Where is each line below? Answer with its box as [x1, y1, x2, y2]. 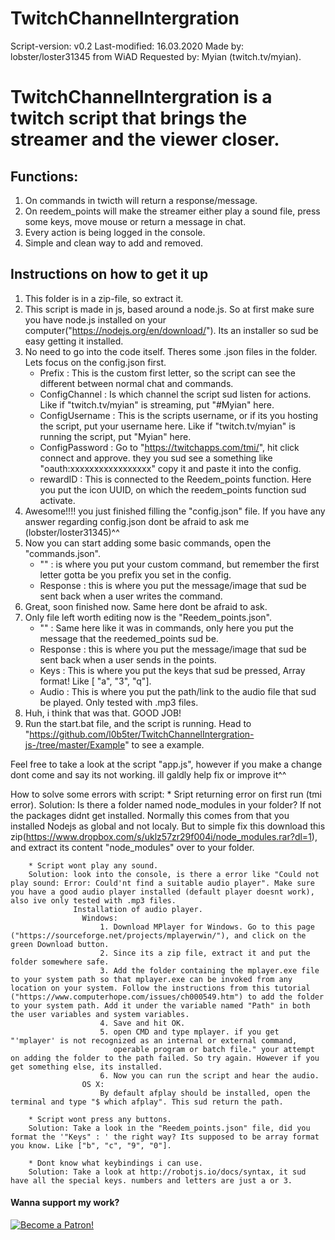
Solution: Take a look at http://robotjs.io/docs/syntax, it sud [28, 1167, 307, 1177]
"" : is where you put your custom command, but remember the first [39, 558, 320, 570]
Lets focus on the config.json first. [24, 356, 167, 368]
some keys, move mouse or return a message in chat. [24, 215, 247, 227]
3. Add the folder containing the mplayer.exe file [99, 965, 320, 976]
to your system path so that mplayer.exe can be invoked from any [10, 974, 293, 984]
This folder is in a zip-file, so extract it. [24, 292, 184, 304]
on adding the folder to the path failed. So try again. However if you [10, 1053, 320, 1063]
